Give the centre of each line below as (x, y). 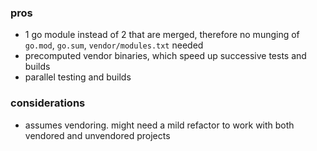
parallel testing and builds (78, 77)
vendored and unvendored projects (97, 135)
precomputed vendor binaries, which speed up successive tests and (165, 56)
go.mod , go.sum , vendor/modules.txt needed (114, 45)
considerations (48, 103)
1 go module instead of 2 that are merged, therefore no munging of (162, 35)
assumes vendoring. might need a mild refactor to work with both (159, 125)
